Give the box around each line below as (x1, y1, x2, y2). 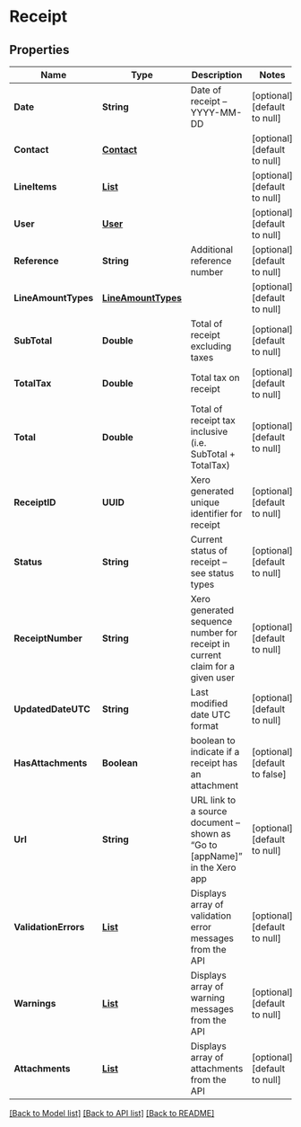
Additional (190, 244, 234, 255)
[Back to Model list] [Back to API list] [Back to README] (9, 1108, 215, 1118)
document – (190, 816, 240, 829)
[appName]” (190, 850, 244, 862)
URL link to (190, 794, 236, 806)
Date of (190, 84, 222, 96)
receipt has (190, 757, 238, 769)
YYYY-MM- (190, 106, 243, 119)
